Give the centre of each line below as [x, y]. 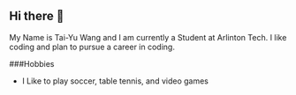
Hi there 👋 [37, 16]
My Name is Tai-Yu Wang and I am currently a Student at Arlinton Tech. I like [148, 37]
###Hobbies [32, 63]
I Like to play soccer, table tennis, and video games [115, 81]
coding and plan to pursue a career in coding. [92, 47]
